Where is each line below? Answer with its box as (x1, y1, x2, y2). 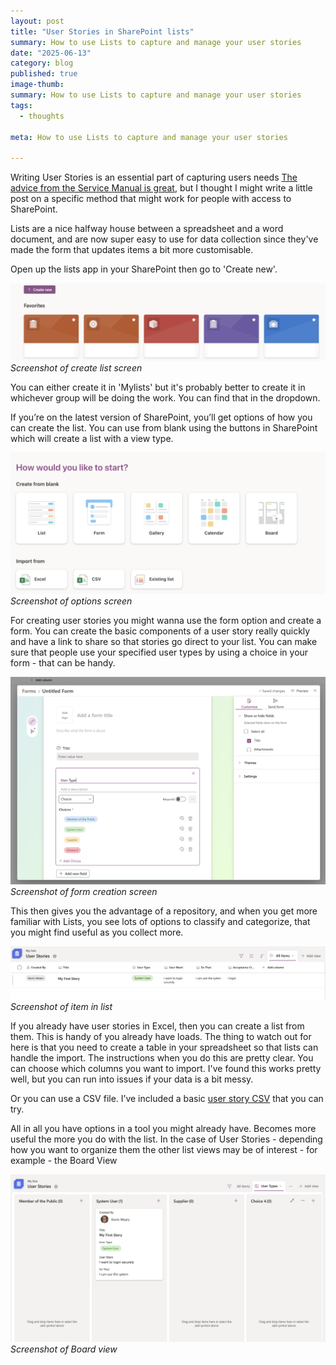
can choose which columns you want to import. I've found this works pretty (10, 1062, 322, 1074)
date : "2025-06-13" (10, 48, 92, 58)
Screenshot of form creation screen (10, 885, 158, 897)
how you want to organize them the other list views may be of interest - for (10, 1143, 318, 1155)
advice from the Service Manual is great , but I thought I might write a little (10, 182, 313, 194)
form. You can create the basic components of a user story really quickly (10, 625, 311, 637)
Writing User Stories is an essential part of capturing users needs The (10, 171, 298, 184)
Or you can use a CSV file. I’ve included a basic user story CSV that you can (10, 1092, 324, 1104)
